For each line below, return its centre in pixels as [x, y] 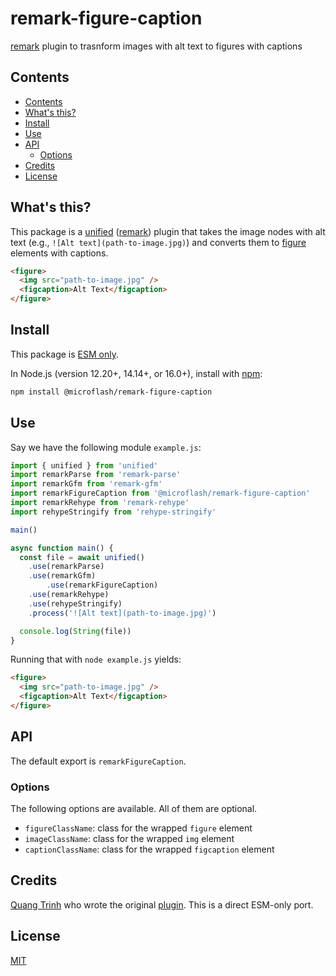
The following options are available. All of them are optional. [134, 809]
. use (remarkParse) [66, 567]
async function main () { [62, 548]
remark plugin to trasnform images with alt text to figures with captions [156, 46]
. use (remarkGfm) [62, 576]
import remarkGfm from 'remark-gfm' [86, 484]
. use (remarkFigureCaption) [102, 585]
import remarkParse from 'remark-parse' [96, 475]
